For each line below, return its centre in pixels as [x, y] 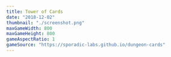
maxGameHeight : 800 [31, 34]
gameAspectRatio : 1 [31, 39]
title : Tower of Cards [35, 12]
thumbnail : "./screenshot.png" [45, 23]
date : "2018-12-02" [31, 17]
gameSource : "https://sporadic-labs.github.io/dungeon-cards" [86, 45]
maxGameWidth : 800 [29, 28]
